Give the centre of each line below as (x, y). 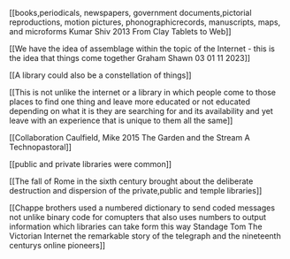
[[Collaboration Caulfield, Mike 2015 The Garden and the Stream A (130, 137)
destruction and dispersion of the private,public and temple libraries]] (136, 190)
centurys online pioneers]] (57, 245)
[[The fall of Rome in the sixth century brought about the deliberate (131, 181)
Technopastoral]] (41, 147)
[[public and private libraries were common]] (91, 164)
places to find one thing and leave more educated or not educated (130, 102)
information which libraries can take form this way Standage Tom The (136, 226)
